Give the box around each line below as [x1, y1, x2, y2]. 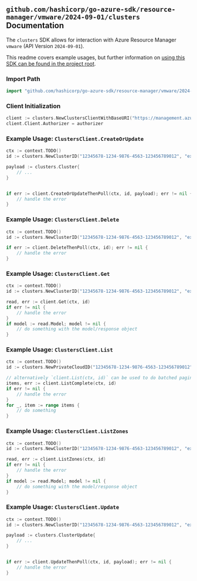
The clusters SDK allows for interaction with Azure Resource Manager [6, 36, 177, 43]
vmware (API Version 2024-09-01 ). [6, 42, 84, 49]
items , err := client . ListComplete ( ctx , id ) [6, 380, 117, 387]
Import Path [6, 75, 40, 83]
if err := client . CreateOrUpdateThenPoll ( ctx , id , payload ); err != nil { [6, 191, 193, 197]
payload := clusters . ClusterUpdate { [6, 532, 96, 538]
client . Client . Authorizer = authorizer [6, 121, 104, 127]
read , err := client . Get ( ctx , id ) [6, 299, 91, 305]
